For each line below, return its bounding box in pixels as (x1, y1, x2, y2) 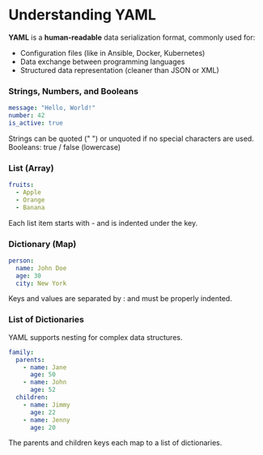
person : (8, 257, 35, 265)
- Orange (15, 196, 45, 204)
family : (8, 348, 35, 356)
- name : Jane (23, 363, 67, 372)
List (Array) (8, 162, 54, 173)
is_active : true (8, 119, 63, 127)
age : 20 (29, 423, 57, 432)
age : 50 (29, 371, 57, 379)
